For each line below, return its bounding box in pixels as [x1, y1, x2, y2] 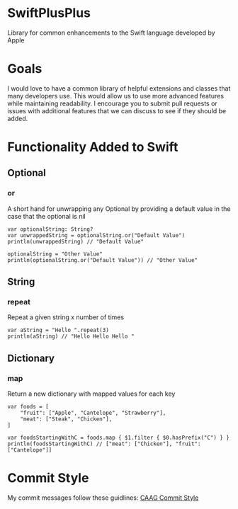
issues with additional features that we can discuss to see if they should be [7, 106, 227, 115]
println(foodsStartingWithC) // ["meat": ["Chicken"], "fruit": [7, 440, 201, 447]
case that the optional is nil [7, 212, 86, 220]
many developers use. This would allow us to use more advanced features [7, 91, 225, 100]
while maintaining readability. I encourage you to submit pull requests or [7, 99, 217, 108]
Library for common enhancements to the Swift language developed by [7, 28, 215, 37]
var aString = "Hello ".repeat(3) [7, 327, 110, 334]
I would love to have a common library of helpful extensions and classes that [7, 84, 231, 93]
